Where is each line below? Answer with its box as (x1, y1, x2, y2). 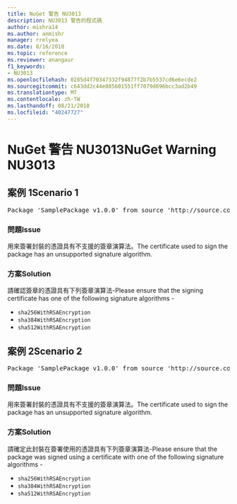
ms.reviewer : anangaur (7, 57, 74, 64)
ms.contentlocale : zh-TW (7, 96, 80, 103)
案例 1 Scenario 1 (7, 187, 79, 199)
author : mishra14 (7, 23, 59, 30)
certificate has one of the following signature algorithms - (7, 294, 175, 303)
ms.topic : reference (7, 50, 68, 57)
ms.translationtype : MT (7, 89, 78, 96)
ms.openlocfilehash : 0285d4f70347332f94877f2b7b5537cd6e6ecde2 (7, 76, 197, 83)
